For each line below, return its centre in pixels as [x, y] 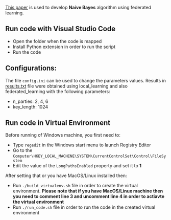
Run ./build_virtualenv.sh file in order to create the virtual [75, 186]
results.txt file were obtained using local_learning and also [66, 86]
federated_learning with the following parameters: [58, 91]
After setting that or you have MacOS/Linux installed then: [66, 175]
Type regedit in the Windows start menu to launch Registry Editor [82, 145]
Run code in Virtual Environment [58, 123]
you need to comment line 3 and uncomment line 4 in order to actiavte [89, 196]
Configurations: [31, 68]
